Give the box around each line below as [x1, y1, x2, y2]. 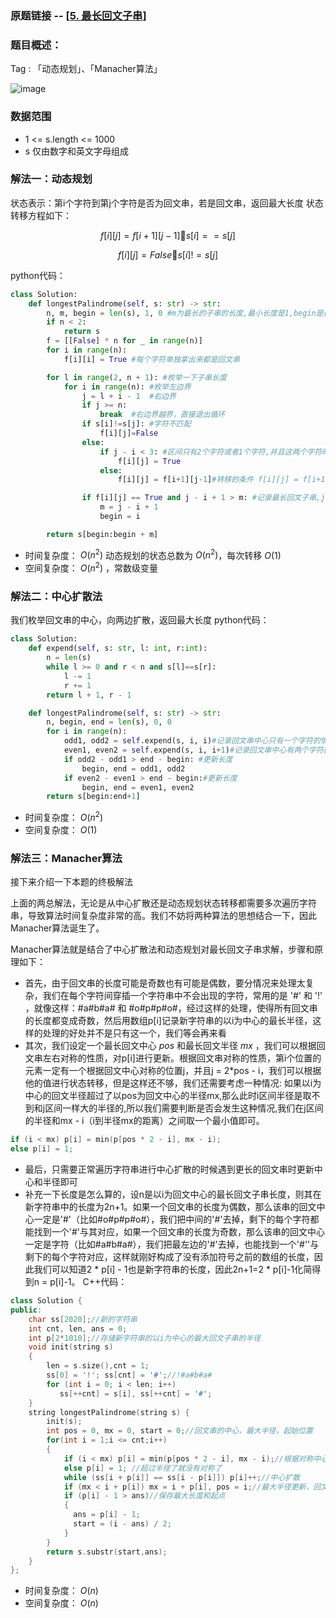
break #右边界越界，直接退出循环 [99, 410, 226, 420]
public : [10, 1305, 43, 1315]
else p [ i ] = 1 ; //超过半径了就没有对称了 [63, 1463, 223, 1473]
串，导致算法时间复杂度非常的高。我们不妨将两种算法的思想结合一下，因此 [10, 910, 317, 922]
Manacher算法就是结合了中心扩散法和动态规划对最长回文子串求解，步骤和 [10, 943, 315, 956]
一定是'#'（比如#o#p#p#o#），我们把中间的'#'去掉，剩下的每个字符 [33, 1213, 311, 1225]
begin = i [99, 512, 141, 522]
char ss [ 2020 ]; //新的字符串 [28, 1314, 138, 1324]
